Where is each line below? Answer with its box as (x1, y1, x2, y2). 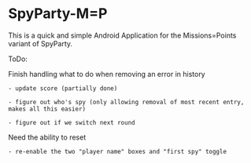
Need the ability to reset (8, 132, 87, 142)
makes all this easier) (8, 105, 87, 113)
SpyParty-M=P (8, 5, 108, 23)
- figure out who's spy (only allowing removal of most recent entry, (8, 98, 245, 106)
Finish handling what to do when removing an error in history (8, 69, 206, 78)
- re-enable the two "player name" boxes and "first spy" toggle (8, 147, 227, 155)
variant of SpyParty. (8, 38, 73, 48)
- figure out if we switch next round (8, 118, 135, 126)
